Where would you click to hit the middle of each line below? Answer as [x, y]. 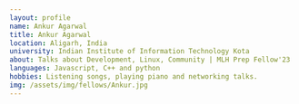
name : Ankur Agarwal [49, 26]
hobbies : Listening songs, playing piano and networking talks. [134, 77]
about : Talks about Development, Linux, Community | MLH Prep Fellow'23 [150, 60]
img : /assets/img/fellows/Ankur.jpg [79, 85]
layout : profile [40, 18]
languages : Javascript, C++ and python [85, 69]
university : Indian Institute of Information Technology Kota [130, 52]
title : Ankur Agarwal [50, 34]
